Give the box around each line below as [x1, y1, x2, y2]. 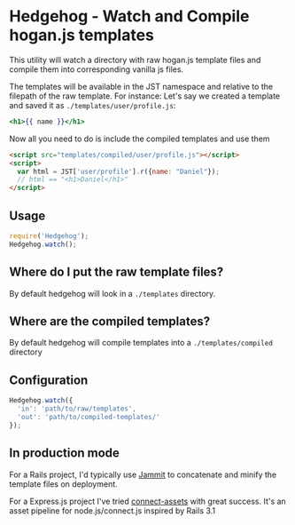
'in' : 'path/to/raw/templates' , [17, 404, 137, 414]
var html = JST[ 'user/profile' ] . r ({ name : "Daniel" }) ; [17, 167, 220, 176]
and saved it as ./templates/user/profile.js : [9, 99, 176, 110]
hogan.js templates [9, 25, 155, 45]
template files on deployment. [9, 478, 118, 489]
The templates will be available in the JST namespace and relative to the [9, 81, 273, 91]
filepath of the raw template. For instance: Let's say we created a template [9, 91, 281, 101]
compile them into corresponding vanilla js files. [9, 64, 184, 75]
